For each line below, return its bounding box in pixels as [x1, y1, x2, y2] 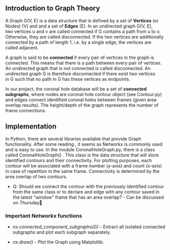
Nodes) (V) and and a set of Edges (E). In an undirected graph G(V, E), [5, 23, 153, 29]
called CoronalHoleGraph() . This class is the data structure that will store [5, 152, 159, 158]
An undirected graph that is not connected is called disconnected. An [5, 65, 151, 71]
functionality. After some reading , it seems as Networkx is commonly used [5, 141, 163, 147]
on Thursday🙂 [12, 199, 42, 205]
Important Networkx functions [5, 212, 82, 219]
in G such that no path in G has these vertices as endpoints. [5, 76, 131, 82]
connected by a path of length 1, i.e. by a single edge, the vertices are [5, 39, 152, 45]
